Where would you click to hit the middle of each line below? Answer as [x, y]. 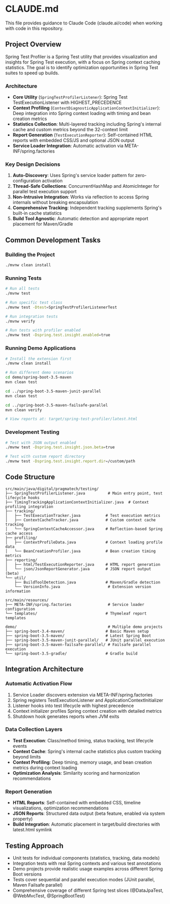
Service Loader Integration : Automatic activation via [68, 146]
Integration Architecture [45, 669]
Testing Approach [34, 846]
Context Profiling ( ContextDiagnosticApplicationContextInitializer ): [86, 108]
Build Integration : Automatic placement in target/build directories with [86, 824]
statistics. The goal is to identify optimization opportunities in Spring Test [82, 67]
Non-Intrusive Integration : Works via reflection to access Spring [81, 197]
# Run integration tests [32, 316]
